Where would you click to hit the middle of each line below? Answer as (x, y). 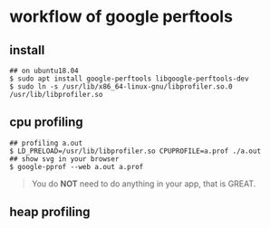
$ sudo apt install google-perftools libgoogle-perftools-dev (129, 79)
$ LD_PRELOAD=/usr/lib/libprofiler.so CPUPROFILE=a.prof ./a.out (135, 151)
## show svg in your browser (64, 159)
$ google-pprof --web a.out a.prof (77, 166)
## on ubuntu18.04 (44, 71)
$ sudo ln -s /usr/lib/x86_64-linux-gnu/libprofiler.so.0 (121, 87)
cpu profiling (46, 123)
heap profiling (50, 212)
